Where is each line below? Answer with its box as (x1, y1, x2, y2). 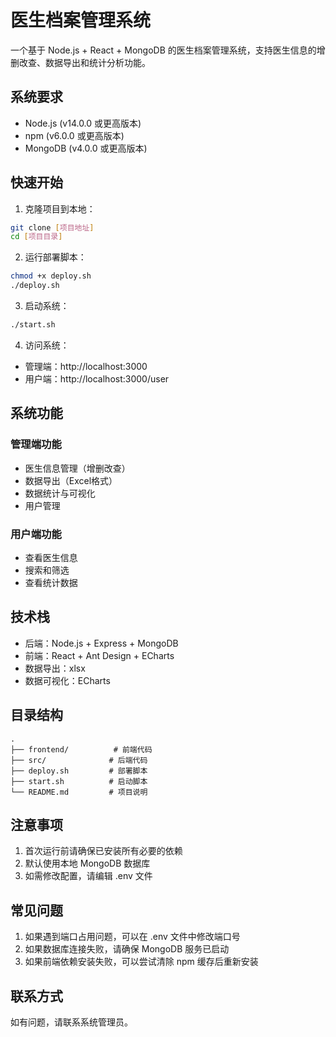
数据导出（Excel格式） (24, 474, 118, 486)
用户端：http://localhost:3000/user (24, 372, 170, 385)
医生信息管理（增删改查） (24, 462, 131, 474)
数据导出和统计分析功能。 (44, 56, 151, 68)
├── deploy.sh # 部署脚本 (10, 766, 148, 776)
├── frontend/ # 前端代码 (10, 744, 153, 755)
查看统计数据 (24, 576, 78, 588)
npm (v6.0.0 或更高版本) (24, 129, 125, 141)
